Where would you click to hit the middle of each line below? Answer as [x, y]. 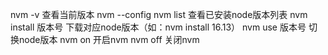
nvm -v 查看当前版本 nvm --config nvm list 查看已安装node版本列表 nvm [159, 14]
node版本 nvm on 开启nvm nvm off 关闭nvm [109, 39]
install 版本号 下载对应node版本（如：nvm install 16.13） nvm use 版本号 [158, 27]
